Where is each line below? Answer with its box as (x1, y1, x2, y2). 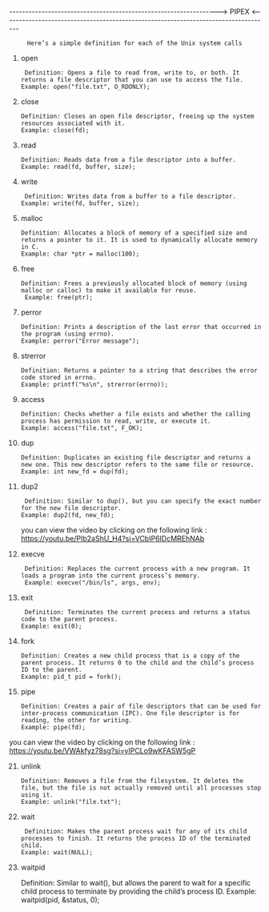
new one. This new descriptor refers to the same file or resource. (20, 460, 255, 468)
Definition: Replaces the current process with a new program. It (24, 564, 251, 573)
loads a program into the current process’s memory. (20, 572, 201, 580)
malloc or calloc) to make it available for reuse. (20, 287, 197, 295)
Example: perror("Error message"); (20, 337, 140, 345)
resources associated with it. (20, 119, 126, 127)
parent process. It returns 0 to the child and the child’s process (20, 659, 255, 667)
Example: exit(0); (20, 622, 82, 630)
